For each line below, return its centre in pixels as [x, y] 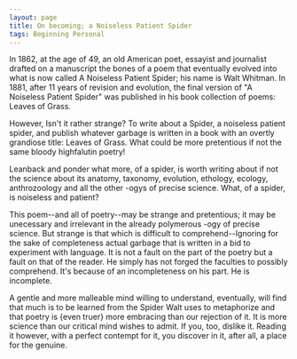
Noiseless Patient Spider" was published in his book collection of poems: [143, 97]
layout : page [33, 17]
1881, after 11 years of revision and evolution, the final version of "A [131, 88]
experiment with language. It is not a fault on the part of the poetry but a [141, 252]
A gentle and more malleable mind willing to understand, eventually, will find [148, 298]
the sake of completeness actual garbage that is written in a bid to [130, 243]
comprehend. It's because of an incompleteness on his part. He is [129, 271]
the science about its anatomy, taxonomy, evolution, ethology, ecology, [139, 179]
